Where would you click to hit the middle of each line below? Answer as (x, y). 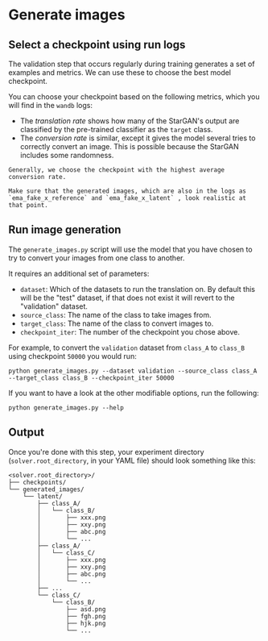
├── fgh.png (86, 616)
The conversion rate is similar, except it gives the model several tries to (138, 138)
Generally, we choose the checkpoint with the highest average (117, 170)
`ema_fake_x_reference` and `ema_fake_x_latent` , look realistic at (128, 198)
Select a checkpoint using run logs (97, 45)
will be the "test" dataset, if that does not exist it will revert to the (127, 298)
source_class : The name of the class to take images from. (115, 314)
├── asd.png (86, 609)
